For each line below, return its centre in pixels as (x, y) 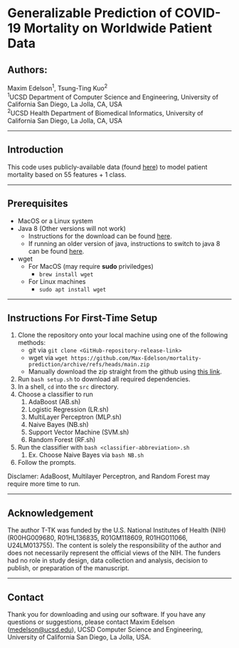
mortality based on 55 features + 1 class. (67, 174)
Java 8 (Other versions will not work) (72, 228)
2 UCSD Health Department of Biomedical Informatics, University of (106, 112)
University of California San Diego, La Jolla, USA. (79, 637)
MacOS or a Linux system (55, 221)
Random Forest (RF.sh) (62, 440)
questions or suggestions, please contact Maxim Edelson (91, 622)
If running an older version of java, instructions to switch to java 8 (124, 243)
